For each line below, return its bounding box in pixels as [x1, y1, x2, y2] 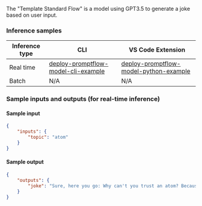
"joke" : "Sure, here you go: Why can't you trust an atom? [28, 183, 179, 189]
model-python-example [121, 67, 191, 76]
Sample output [6, 159, 44, 166]
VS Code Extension [129, 46, 185, 54]
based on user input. [6, 11, 58, 19]
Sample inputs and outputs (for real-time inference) [6, 95, 161, 103]
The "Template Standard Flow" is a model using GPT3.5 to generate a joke [6, 5, 191, 12]
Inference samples [6, 26, 62, 35]
